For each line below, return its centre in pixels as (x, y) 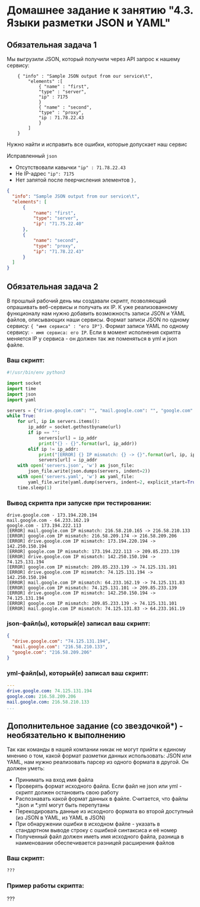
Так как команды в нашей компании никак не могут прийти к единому (96, 750)
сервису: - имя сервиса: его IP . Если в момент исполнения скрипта (94, 332)
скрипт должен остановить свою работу (67, 793)
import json (21, 394)
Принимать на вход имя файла (54, 780)
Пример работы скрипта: (46, 886)
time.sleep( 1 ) (35, 488)
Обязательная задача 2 (53, 286)
